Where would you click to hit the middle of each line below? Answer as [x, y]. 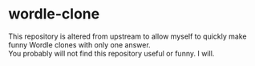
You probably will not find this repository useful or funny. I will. [111, 53]
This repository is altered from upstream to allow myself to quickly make [127, 36]
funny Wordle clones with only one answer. [79, 44]
